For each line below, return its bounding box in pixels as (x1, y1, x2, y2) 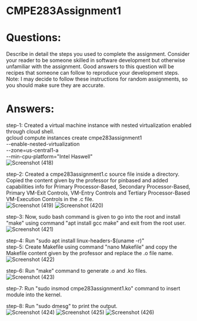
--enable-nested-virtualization (6, 141, 80, 148)
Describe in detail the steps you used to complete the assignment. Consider (6, 51, 190, 58)
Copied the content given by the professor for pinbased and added (6, 177, 169, 184)
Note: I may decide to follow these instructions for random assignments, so (6, 75, 188, 83)
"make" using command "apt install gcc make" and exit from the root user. (6, 219, 186, 227)
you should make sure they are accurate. (6, 82, 105, 89)
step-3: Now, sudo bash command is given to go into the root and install (6, 213, 181, 220)
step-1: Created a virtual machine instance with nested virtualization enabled (6, 122, 192, 129)
